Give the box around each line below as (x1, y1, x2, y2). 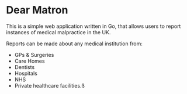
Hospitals (14, 70, 38, 77)
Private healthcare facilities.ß (14, 82, 85, 89)
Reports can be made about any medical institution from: (6, 40, 143, 47)
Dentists (14, 63, 35, 70)
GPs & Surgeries (14, 51, 54, 58)
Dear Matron (6, 3, 68, 17)
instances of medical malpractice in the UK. (6, 28, 111, 35)
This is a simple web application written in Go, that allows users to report (6, 23, 181, 30)
